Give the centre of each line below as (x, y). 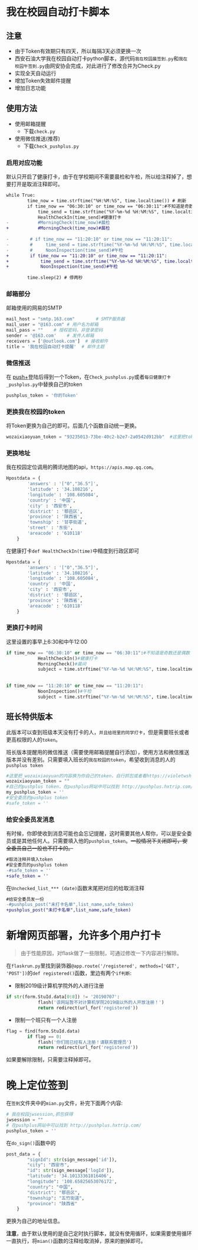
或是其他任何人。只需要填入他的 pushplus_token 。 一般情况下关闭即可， (97, 841)
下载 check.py (39, 131)
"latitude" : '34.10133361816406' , (70, 1176)
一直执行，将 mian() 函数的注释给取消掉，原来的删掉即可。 (76, 1241)
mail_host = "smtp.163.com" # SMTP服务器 (66, 319)
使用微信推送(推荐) (37, 138)
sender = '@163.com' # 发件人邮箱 (50, 336)
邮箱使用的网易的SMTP (34, 308)
